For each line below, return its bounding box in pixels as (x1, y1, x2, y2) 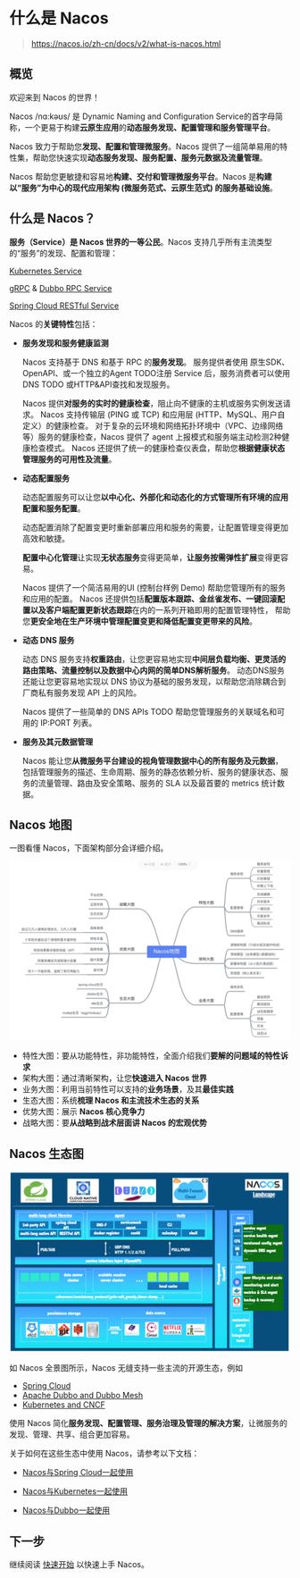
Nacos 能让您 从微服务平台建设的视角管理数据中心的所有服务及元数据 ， (21, 755, 283, 766)
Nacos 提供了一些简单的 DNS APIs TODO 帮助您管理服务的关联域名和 (21, 706, 278, 717)
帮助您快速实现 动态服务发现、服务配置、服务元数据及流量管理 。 (32, 152, 268, 163)
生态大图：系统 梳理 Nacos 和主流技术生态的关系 (21, 1095, 199, 1106)
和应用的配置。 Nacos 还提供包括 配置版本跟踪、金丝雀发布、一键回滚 (21, 593, 278, 604)
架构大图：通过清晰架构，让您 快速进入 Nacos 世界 (21, 1073, 207, 1084)
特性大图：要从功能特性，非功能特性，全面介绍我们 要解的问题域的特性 (21, 1051, 281, 1062)
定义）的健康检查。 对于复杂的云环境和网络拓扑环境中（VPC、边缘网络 (21, 420, 284, 431)
